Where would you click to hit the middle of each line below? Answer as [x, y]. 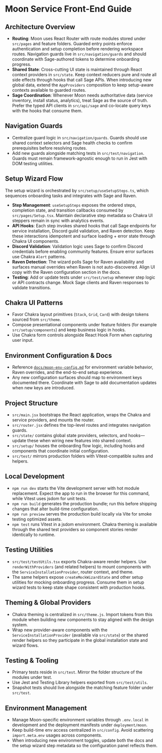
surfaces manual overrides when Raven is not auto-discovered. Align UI [83, 267]
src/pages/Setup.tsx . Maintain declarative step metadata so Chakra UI [82, 215]
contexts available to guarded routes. [49, 90]
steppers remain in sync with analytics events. [58, 220]
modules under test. [32, 677]
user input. [23, 340]
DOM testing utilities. [33, 163]
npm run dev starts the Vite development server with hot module [75, 488]
